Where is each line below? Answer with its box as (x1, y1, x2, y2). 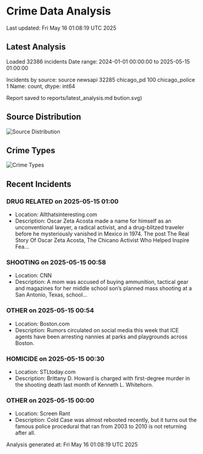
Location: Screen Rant (14, 410, 71, 417)
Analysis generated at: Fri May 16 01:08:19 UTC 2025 (6, 441, 138, 449)
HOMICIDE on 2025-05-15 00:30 (6, 354, 105, 363)
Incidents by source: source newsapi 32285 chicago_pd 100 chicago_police (6, 76, 195, 83)
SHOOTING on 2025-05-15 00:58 (6, 258, 106, 266)
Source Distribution (6, 112, 82, 122)
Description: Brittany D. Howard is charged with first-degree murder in (14, 374, 190, 382)
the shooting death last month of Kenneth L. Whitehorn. (14, 381, 153, 388)
